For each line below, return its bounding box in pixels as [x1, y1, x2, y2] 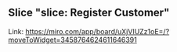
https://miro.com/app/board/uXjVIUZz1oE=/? [25, 26, 170, 36]
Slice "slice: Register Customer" [8, 6, 170, 19]
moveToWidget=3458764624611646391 [8, 35, 137, 44]
